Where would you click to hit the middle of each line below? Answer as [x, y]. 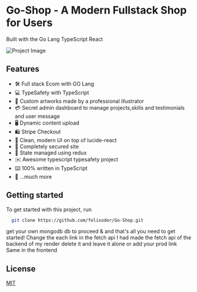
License [21, 269]
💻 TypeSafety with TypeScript [52, 93]
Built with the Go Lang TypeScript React [55, 39]
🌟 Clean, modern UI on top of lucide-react [65, 140]
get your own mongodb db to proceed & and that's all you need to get [91, 231]
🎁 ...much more [33, 176]
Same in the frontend [32, 250]
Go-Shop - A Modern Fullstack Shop [96, 10]
